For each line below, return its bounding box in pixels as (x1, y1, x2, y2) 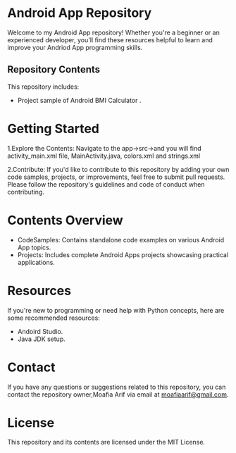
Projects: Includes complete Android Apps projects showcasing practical (17, 250, 229, 259)
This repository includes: (7, 82, 80, 91)
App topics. (17, 243, 51, 252)
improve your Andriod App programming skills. (7, 43, 143, 51)
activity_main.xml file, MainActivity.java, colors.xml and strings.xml (7, 151, 201, 160)
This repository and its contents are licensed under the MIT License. (7, 438, 206, 447)
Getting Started (7, 120, 100, 137)
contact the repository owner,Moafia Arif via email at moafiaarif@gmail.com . (7, 390, 229, 399)
